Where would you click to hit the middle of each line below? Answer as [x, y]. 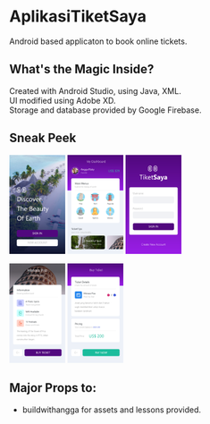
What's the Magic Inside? [82, 69]
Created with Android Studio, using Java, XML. [95, 90]
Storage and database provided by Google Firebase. [105, 110]
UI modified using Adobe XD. [63, 100]
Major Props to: [53, 388]
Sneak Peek [43, 138]
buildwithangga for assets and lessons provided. [112, 410]
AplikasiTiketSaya [78, 17]
